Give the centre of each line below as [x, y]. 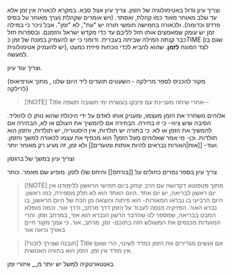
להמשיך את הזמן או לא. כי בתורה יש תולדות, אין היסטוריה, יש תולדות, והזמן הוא [110, 130]
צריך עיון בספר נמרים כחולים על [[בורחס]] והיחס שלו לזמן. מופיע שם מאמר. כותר [112, 172]
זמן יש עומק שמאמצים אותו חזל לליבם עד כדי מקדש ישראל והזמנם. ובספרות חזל [111, 32]
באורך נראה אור [45, 230]
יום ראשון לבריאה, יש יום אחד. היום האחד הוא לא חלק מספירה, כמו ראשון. [120, 193]
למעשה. [18, 54]
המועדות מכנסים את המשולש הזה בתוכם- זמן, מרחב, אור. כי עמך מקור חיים [122, 222]
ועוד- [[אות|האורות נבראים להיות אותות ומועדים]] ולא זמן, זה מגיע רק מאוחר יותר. [113, 145]
